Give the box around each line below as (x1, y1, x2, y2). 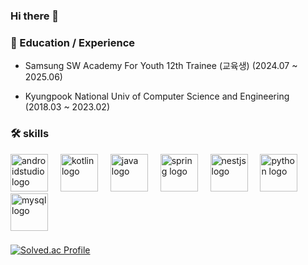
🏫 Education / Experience (10, 35, 136, 49)
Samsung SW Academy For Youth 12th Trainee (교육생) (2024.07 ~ (24, 60, 298, 72)
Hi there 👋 (10, 9, 60, 23)
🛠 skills (10, 127, 50, 141)
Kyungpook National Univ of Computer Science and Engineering (24, 90, 290, 103)
